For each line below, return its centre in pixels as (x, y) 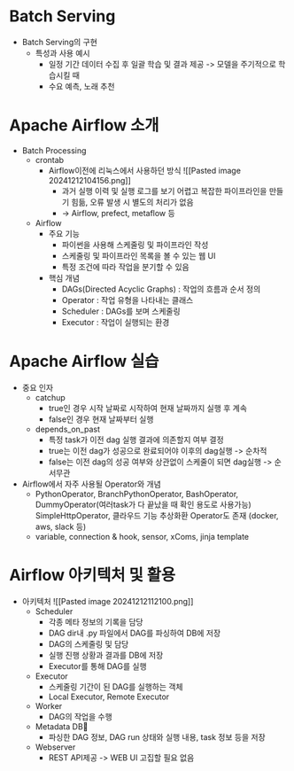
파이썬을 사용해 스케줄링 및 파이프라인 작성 (135, 245)
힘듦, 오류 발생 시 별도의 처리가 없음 (132, 202)
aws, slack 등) (61, 526)
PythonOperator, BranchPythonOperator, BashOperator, (137, 494)
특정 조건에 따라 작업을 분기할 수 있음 (125, 267)
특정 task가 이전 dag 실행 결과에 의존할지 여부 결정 (136, 440)
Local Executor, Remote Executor (109, 697)
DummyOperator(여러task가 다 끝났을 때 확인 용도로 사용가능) (143, 504)
